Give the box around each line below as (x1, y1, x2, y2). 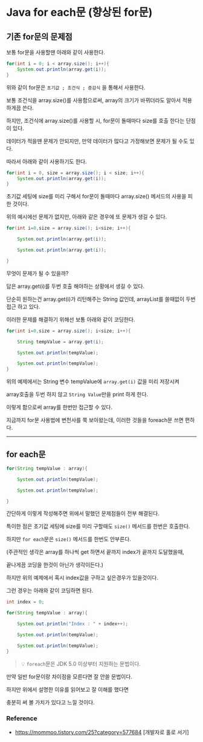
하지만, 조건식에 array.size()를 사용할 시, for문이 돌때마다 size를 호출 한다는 (6, 117, 185, 124)
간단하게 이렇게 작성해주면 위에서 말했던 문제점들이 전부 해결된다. (6, 510, 160, 517)
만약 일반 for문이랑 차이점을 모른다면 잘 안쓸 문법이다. (6, 672, 133, 680)
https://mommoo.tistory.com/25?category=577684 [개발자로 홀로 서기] (14, 728, 189, 735)
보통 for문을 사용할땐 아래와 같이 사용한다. (6, 49, 106, 56)
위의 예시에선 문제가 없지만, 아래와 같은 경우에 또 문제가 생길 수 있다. (6, 213, 167, 221)
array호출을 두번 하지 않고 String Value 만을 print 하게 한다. (6, 391, 149, 398)
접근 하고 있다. (6, 303, 40, 310)
